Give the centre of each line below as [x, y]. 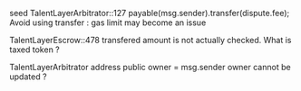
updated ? [28, 77]
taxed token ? [35, 50]
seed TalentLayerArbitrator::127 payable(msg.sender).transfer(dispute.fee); [150, 13]
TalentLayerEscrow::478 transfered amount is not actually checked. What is [150, 40]
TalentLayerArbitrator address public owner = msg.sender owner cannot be [150, 67]
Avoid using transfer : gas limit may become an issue [108, 23]
